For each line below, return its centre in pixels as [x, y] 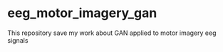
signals [18, 40]
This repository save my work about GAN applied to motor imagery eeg [112, 33]
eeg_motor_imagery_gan [82, 13]
